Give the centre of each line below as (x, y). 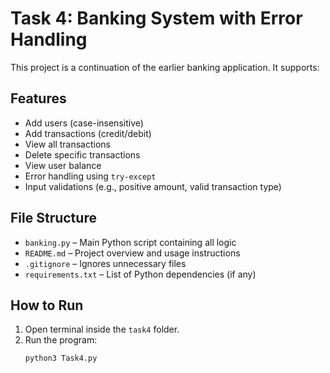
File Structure (53, 218)
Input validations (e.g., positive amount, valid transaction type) (153, 186)
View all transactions (67, 144)
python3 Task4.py (61, 358)
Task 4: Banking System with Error (156, 18)
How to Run (47, 305)
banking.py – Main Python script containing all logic (130, 242)
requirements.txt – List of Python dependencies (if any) (140, 274)
